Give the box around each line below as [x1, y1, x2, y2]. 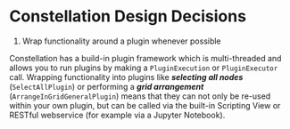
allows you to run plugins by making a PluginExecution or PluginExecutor [9, 62, 278, 73]
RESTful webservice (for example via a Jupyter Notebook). [9, 109, 226, 120]
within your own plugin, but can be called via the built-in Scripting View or [9, 100, 281, 110]
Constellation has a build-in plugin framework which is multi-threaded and [9, 52, 282, 63]
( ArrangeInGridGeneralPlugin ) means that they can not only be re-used [9, 91, 271, 101]
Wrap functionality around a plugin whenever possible [21, 36, 221, 46]
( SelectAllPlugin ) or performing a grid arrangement [9, 81, 204, 92]
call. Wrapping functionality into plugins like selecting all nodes [9, 71, 244, 82]
